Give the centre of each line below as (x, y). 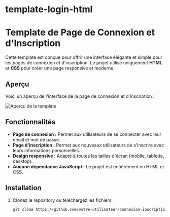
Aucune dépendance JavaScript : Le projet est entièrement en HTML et (88, 166)
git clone (23, 209)
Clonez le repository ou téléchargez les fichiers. (63, 200)
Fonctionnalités (30, 122)
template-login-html (49, 9)
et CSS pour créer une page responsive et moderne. (60, 68)
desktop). (23, 161)
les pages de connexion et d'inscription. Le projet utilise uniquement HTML (84, 63)
